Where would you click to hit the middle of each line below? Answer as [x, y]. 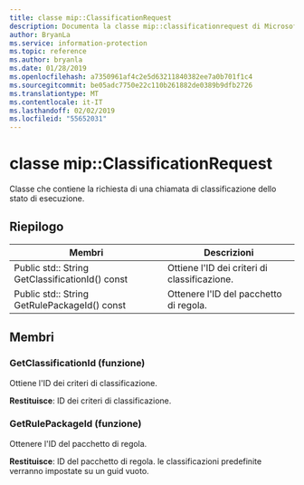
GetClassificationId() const [71, 279]
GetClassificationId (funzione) [77, 364]
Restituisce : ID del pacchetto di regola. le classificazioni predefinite [136, 461]
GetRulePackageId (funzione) [76, 424]
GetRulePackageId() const [70, 305]
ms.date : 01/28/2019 [48, 69]
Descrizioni [228, 252]
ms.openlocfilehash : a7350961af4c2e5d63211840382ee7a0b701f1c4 [131, 77]
